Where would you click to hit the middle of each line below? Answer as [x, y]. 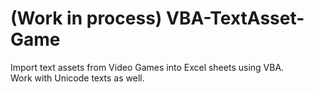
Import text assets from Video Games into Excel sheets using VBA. [147, 67]
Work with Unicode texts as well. [77, 78]
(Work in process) [86, 18]
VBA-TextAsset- [235, 18]
